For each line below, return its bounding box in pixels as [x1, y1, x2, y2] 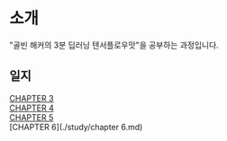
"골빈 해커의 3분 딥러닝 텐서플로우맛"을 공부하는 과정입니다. [9, 40, 219, 50]
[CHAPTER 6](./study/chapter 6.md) [9, 121, 143, 132]
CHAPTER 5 [9, 111, 54, 122]
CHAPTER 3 [9, 93, 54, 103]
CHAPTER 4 [9, 102, 54, 113]
